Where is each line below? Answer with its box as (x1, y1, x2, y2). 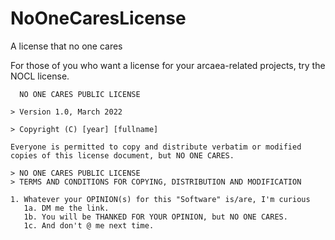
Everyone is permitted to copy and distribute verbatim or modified (10, 142, 302, 152)
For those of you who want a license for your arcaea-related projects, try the (10, 59, 326, 71)
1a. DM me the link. (23, 203, 110, 213)
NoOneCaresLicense (10, 7, 187, 30)
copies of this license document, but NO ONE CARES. (10, 150, 235, 161)
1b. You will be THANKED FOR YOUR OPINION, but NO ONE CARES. (23, 212, 288, 222)
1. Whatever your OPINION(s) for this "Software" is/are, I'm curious (10, 194, 311, 204)
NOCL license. (10, 70, 70, 82)
